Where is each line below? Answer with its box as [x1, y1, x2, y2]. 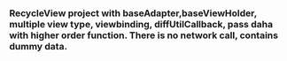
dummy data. [9, 40, 68, 52]
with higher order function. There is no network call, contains [9, 29, 279, 42]
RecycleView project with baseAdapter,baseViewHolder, [9, 7, 257, 19]
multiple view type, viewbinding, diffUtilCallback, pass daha [9, 18, 273, 30]
